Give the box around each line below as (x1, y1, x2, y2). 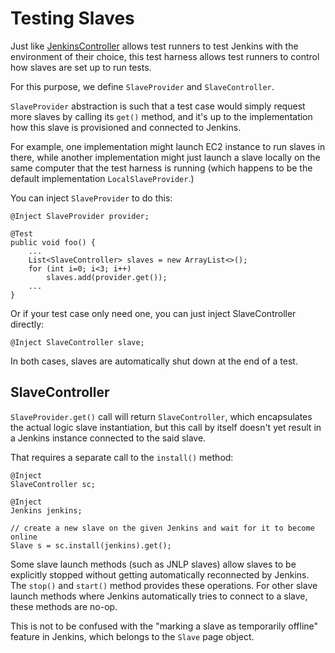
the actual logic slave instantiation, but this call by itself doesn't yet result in (10, 421, 322, 433)
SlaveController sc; (10, 479, 97, 489)
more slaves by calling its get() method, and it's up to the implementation (10, 110, 313, 122)
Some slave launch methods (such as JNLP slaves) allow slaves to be (10, 558, 297, 570)
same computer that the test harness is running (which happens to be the (10, 162, 313, 174)
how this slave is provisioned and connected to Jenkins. (10, 121, 242, 133)
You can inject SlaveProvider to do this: (10, 192, 173, 204)
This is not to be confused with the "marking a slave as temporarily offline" (10, 620, 319, 632)
